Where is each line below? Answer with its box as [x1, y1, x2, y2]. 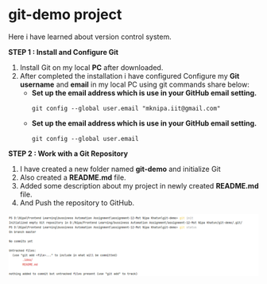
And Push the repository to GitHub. [19, 197, 135, 208]
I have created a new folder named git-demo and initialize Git [19, 164, 221, 173]
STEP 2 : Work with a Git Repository [8, 149, 129, 158]
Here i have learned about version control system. [8, 32, 172, 41]
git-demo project [8, 6, 122, 24]
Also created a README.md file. [19, 173, 126, 182]
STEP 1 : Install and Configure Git [8, 47, 119, 56]
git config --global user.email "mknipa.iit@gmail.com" [31, 104, 221, 112]
